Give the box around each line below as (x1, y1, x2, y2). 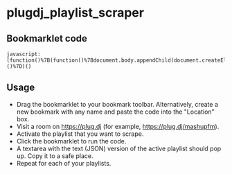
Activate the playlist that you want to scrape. (16, 130, 144, 138)
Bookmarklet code (6, 33, 88, 44)
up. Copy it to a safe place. (16, 151, 93, 160)
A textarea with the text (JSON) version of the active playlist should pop (16, 144, 222, 153)
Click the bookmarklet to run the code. (16, 137, 127, 145)
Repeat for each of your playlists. (16, 159, 111, 167)
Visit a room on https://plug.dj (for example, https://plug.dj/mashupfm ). (16, 122, 220, 130)
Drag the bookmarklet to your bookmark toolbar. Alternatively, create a (16, 100, 219, 108)
